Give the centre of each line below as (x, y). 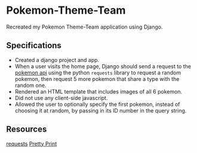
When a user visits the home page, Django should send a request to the (103, 66)
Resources (27, 129)
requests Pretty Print (32, 143)
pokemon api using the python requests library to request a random (98, 73)
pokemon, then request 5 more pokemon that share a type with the (97, 79)
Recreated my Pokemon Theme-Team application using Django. (84, 27)
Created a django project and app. (57, 60)
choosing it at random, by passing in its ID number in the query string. (101, 110)
